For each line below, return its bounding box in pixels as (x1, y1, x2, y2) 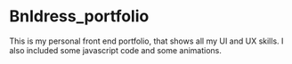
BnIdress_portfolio (9, 6, 150, 27)
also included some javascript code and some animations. (9, 44, 223, 55)
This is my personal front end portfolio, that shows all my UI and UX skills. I (9, 36, 284, 46)
